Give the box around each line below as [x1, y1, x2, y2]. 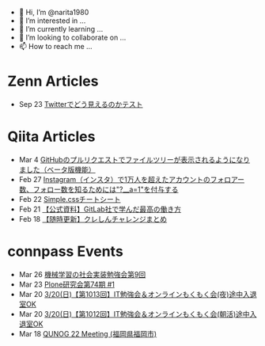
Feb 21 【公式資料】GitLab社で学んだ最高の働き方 [18, 204, 182, 214]
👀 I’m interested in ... [18, 16, 86, 25]
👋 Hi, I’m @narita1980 [18, 8, 89, 17]
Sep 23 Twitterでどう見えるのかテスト [18, 99, 143, 108]
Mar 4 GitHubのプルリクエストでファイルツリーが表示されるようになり [18, 154, 251, 164]
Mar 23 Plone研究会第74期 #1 [18, 279, 115, 289]
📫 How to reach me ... [18, 42, 93, 51]
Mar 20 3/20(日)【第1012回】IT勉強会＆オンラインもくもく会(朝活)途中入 [18, 309, 257, 318]
